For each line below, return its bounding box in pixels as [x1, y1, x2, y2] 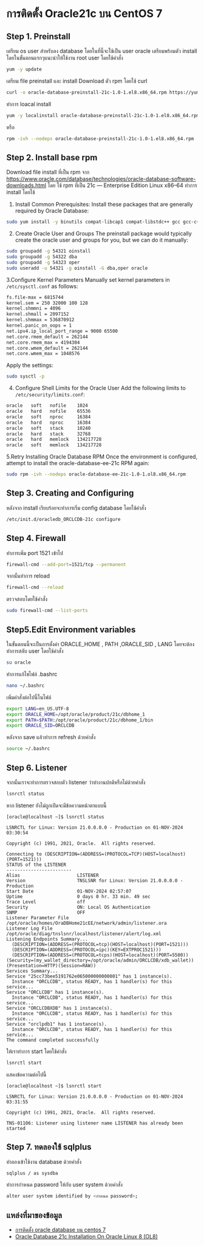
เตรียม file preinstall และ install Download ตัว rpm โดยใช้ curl [6, 77, 148, 84]
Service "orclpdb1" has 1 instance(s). [6, 1021, 107, 1027]
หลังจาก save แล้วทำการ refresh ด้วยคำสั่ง [6, 734, 96, 741]
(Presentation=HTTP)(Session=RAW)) [6, 962, 97, 969]
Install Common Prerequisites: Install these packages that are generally [15, 201, 193, 208]
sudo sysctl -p [6, 373, 45, 380]
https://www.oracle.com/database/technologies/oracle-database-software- [6, 175, 196, 183]
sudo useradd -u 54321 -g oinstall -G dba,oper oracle [6, 265, 148, 271]
